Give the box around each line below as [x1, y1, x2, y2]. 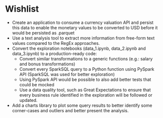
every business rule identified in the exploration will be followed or [19, 92, 152, 98]
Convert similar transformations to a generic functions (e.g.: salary [19, 56, 153, 61]
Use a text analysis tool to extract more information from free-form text [12, 35, 155, 41]
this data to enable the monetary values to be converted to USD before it [12, 24, 158, 30]
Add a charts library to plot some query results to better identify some [12, 102, 152, 108]
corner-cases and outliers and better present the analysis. [12, 107, 129, 113]
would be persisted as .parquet [12, 30, 74, 36]
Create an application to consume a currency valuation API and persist [12, 20, 154, 25]
